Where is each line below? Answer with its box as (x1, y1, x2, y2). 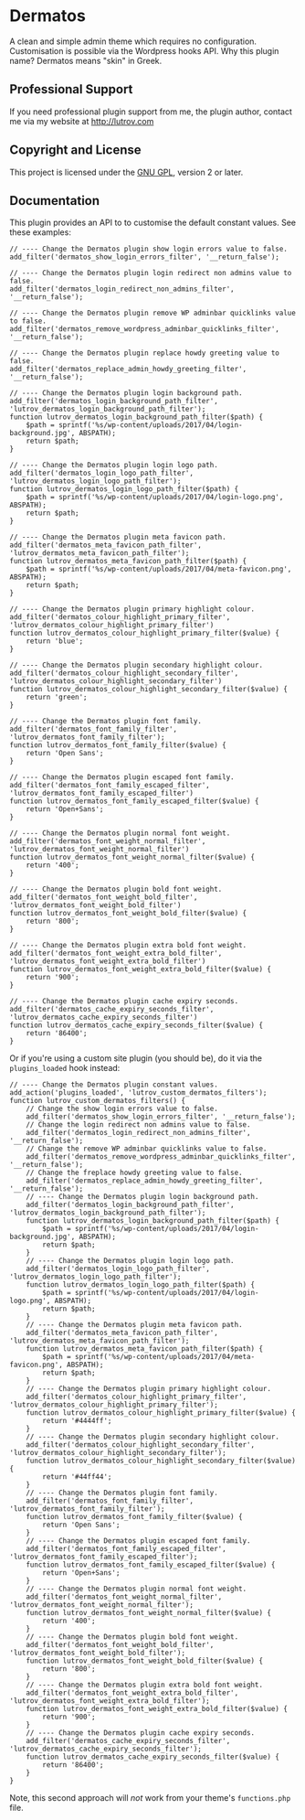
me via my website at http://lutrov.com (9, 115, 154, 126)
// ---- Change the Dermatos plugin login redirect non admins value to (9, 269, 292, 278)
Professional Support (9, 81, 133, 97)
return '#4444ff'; (42, 1417, 112, 1426)
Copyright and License (9, 143, 142, 158)
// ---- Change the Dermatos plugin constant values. (9, 1080, 219, 1089)
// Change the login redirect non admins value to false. (26, 1120, 251, 1129)
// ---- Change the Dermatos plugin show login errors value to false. (9, 244, 288, 254)
